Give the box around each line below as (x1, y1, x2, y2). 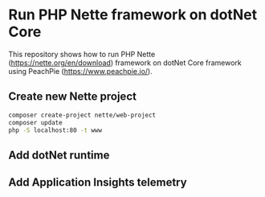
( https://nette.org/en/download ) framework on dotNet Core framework (8, 58, 243, 68)
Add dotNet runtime (8, 148, 110, 162)
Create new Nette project (8, 90, 137, 104)
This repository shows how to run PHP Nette (8, 49, 156, 59)
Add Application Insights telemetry (8, 175, 187, 190)
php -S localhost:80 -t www (8, 126, 103, 134)
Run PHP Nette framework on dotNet (8, 6, 258, 24)
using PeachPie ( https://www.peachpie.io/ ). (8, 66, 153, 76)
